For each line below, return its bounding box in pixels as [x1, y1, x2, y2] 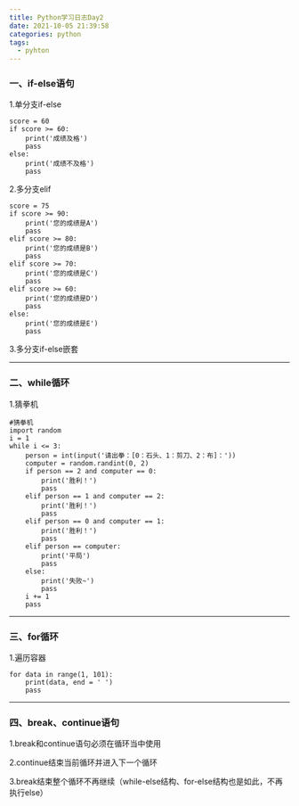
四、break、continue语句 [9, 716, 120, 728]
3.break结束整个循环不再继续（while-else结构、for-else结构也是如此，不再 [9, 777, 283, 787]
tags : [9, 37, 29, 47]
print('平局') [41, 551, 91, 560]
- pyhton [17, 46, 50, 55]
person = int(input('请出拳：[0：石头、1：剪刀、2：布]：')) [25, 451, 237, 460]
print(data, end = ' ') [25, 679, 114, 687]
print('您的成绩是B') [25, 244, 99, 253]
